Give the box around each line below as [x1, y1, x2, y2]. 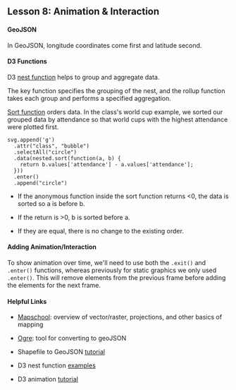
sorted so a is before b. [17, 199, 86, 207]
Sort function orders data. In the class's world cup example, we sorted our [7, 107, 223, 116]
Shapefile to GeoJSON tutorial [17, 348, 106, 356]
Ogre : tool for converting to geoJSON [17, 334, 127, 343]
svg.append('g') [7, 136, 55, 143]
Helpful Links [7, 297, 47, 305]
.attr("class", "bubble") [13, 142, 90, 150]
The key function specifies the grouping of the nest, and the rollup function [7, 86, 225, 95]
